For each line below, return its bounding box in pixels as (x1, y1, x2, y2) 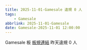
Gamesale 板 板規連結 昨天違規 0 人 (5, 40, 78, 46)
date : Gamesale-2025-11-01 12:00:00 (5, 25, 80, 30)
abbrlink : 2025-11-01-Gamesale (5, 21, 69, 26)
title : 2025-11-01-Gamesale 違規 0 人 (5, 7, 83, 12)
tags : (5, 12, 16, 17)
